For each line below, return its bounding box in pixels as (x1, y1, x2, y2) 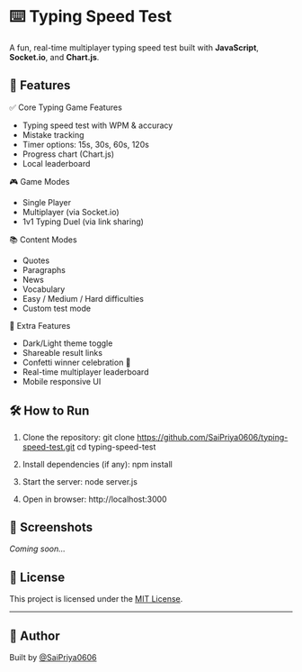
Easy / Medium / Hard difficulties (22, 293, 144, 304)
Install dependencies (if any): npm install (22, 459, 173, 469)
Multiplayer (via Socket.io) (22, 206, 120, 217)
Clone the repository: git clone (22, 431, 135, 442)
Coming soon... (9, 543, 66, 554)
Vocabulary (22, 284, 66, 295)
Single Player (22, 196, 72, 207)
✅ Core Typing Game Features (9, 102, 123, 113)
